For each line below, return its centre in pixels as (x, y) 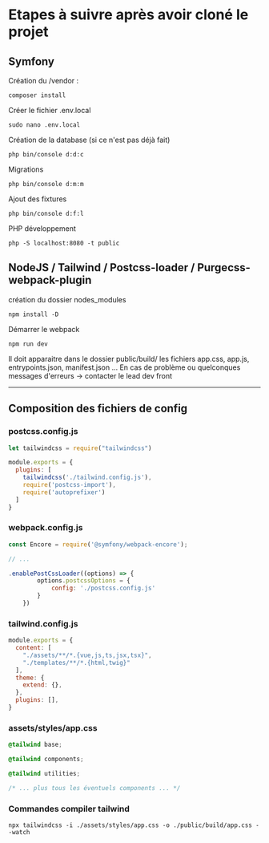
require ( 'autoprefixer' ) (64, 492)
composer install (37, 95)
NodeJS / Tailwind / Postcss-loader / (102, 267)
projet (29, 32)
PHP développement (42, 229)
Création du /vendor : (44, 81)
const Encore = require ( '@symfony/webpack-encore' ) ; (98, 544)
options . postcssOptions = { (84, 581)
